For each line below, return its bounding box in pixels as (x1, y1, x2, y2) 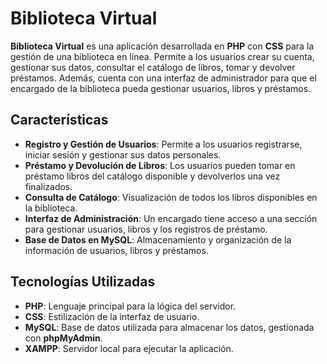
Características (10, 112, 109, 129)
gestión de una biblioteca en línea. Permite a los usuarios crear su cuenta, (10, 50, 315, 62)
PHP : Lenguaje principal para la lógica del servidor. (24, 300, 237, 312)
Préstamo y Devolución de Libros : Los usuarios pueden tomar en (24, 159, 296, 171)
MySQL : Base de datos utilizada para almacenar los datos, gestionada (24, 321, 315, 333)
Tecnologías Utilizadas (10, 273, 156, 291)
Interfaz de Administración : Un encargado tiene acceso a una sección (24, 212, 318, 224)
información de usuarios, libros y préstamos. (24, 244, 209, 256)
